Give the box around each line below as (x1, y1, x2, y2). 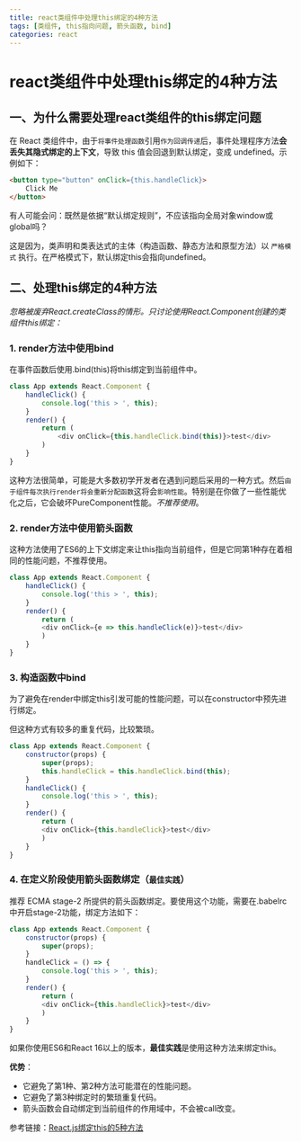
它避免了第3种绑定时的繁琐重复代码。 (22, 1092, 162, 1102)
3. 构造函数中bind (9, 671, 87, 683)
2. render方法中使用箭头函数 (9, 522, 133, 534)
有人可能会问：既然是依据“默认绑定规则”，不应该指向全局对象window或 (9, 210, 274, 220)
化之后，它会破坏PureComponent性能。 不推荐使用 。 (9, 496, 204, 508)
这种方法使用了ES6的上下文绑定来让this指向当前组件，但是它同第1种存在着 (9, 544, 285, 555)
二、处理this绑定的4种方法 (9, 281, 157, 296)
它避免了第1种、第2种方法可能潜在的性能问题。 (22, 1081, 197, 1092)
